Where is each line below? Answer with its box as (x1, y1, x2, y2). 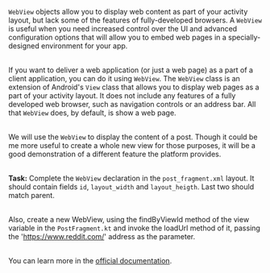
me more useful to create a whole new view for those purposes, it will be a (8, 141, 256, 150)
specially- (228, 32, 261, 42)
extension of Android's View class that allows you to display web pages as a (8, 82, 260, 92)
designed (8, 41, 40, 51)
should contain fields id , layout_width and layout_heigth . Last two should (8, 182, 255, 192)
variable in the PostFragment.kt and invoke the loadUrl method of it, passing (8, 223, 260, 233)
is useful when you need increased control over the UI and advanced (8, 24, 238, 33)
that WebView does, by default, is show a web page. (8, 108, 177, 118)
